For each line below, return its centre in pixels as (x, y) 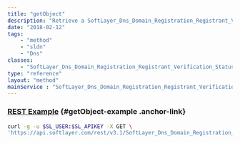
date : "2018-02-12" (36, 27)
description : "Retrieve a (46, 21)
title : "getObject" (36, 14)
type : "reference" (35, 73)
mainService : (29, 87)
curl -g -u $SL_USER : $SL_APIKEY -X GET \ (70, 126)
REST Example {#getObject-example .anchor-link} (97, 112)
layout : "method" (33, 80)
